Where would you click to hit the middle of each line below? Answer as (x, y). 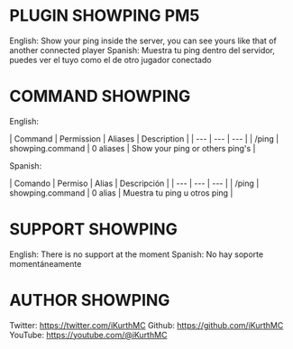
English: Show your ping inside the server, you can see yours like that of (143, 41)
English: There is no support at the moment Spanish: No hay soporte (137, 254)
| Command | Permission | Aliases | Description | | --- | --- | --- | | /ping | (144, 138)
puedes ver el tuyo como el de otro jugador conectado (110, 60)
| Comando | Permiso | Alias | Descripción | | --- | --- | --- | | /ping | (134, 183)
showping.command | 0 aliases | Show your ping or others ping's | (133, 148)
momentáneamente (46, 263)
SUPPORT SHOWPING (93, 230)
